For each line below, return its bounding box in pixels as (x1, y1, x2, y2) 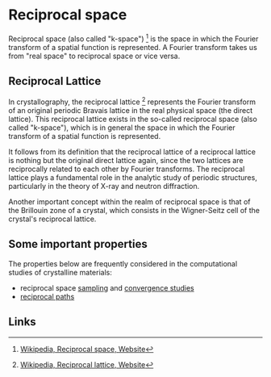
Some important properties (8, 237, 148, 251)
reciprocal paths (19, 291, 75, 301)
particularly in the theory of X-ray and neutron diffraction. (8, 182, 200, 191)
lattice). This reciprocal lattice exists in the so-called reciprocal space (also (8, 115, 258, 124)
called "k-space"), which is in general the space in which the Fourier (8, 123, 236, 132)
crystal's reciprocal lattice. (8, 214, 97, 224)
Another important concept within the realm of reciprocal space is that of (8, 197, 251, 207)
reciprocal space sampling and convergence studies (19, 283, 195, 292)
